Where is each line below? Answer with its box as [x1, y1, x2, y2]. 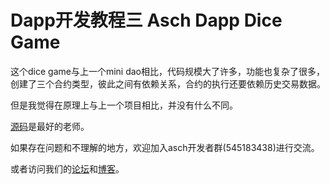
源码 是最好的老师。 [10, 120, 90, 132]
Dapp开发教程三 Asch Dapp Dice [10, 9, 283, 32]
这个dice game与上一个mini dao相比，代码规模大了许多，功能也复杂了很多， [10, 65, 326, 77]
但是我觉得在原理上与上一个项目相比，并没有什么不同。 [10, 99, 238, 111]
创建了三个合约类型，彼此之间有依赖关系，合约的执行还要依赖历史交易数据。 [10, 77, 326, 90]
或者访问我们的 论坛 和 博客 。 [10, 162, 125, 175]
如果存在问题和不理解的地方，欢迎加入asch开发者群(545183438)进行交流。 [10, 141, 320, 153]
